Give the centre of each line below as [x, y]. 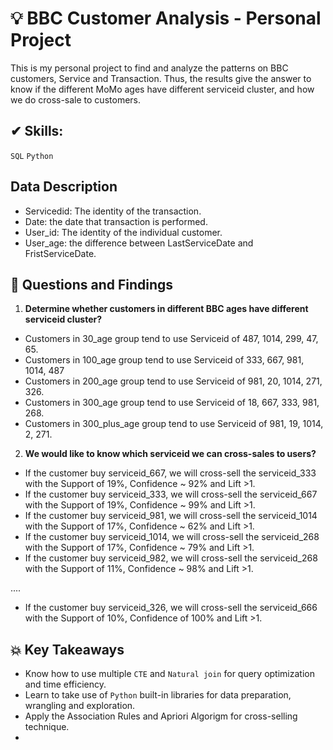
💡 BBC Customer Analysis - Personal [166, 18]
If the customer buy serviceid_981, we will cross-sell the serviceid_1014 [171, 516]
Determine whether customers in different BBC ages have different [166, 309]
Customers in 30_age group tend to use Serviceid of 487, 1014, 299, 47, [171, 339]
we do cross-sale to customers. [75, 99]
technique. [47, 727]
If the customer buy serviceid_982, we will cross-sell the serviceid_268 [171, 558]
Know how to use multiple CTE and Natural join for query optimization [169, 674]
